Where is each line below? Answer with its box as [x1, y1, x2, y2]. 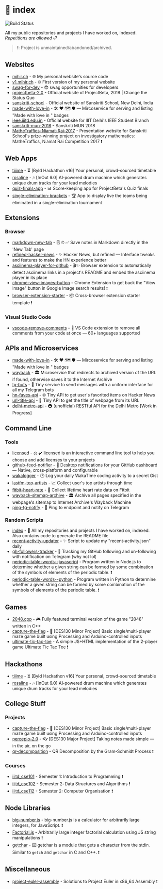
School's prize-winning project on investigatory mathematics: [12, 133, 135, 139]
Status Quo [12, 95, 35, 100]
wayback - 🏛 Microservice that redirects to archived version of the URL [12, 370, 157, 376]
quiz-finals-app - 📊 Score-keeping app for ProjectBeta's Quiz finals [12, 185, 148, 191]
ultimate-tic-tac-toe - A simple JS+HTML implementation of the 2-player [12, 639, 158, 644]
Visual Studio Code [5, 314, 51, 321]
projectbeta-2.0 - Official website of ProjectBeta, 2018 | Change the [12, 89, 147, 95]
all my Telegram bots [12, 387, 54, 393]
